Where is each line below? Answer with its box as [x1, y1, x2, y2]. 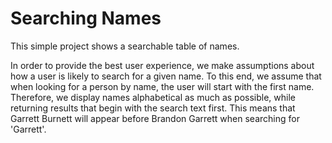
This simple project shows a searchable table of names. [10, 40, 240, 52]
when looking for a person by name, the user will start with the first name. [10, 80, 315, 92]
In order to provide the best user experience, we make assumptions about [10, 59, 315, 71]
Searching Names [10, 7, 162, 30]
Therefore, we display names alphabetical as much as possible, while [10, 91, 297, 103]
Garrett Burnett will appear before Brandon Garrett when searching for [10, 112, 300, 124]
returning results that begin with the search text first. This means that [10, 102, 296, 114]
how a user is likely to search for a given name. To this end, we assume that [10, 70, 322, 82]
